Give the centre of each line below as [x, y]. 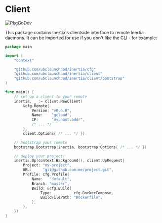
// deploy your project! [40, 156]
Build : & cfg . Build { [51, 188]
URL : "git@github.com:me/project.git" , [68, 170]
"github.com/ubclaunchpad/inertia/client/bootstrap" [69, 79]
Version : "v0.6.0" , [51, 111]
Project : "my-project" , [47, 165]
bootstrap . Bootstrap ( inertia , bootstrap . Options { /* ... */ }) [81, 147]
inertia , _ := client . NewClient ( [48, 101]
